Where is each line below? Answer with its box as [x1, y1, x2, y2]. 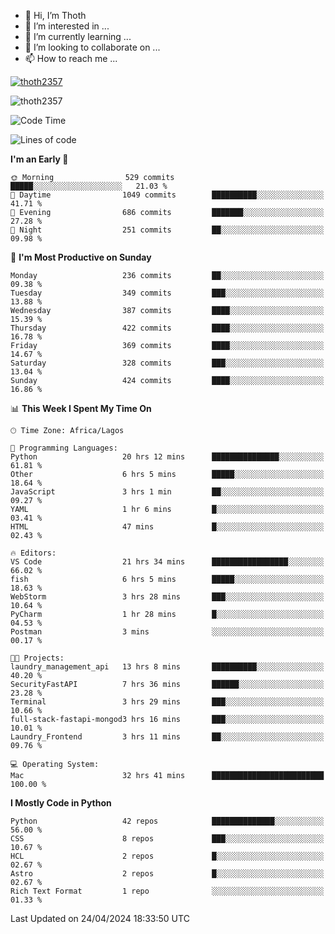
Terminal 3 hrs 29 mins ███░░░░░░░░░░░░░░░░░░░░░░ [10, 697, 325, 707]
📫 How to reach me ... [24, 53, 118, 64]
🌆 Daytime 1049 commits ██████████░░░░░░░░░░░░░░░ [10, 190, 325, 200]
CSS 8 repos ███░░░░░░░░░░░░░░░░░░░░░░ [10, 834, 325, 844]
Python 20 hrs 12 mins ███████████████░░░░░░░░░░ [10, 452, 325, 462]
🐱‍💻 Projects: [10, 653, 65, 663]
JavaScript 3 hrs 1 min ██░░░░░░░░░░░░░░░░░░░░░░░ [10, 487, 325, 497]
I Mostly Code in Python [10, 797, 112, 809]
